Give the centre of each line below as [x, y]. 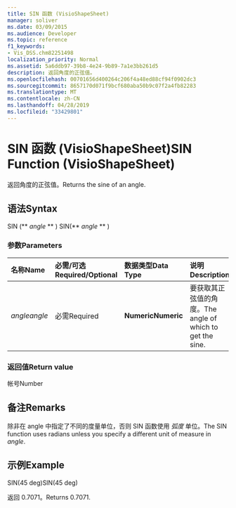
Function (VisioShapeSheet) [91, 164]
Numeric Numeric [153, 315]
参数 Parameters [35, 245]
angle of [203, 318]
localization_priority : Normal [53, 60]
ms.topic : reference [38, 40]
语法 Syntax [32, 209]
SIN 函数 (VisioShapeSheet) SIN [100, 149]
